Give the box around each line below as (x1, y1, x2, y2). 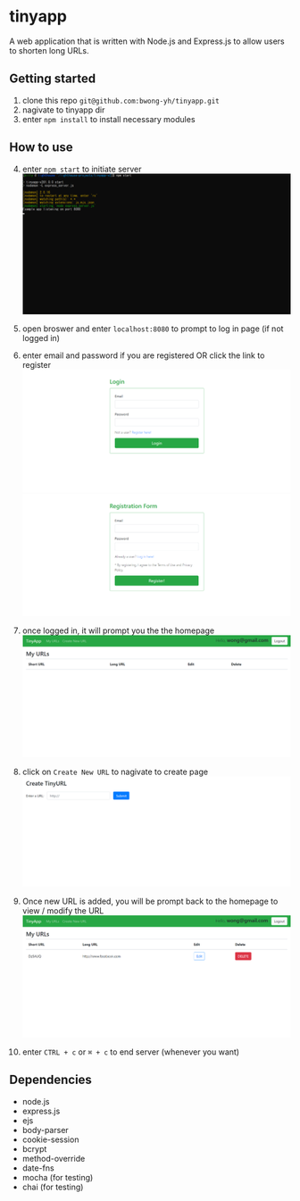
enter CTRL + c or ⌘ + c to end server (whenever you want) (21, 1047, 239, 1057)
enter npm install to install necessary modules (21, 113, 196, 124)
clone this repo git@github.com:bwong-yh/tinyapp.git (21, 95, 221, 105)
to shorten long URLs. (9, 45, 89, 55)
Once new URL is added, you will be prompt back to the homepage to (21, 896, 279, 906)
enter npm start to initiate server (21, 163, 142, 174)
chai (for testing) (21, 1181, 84, 1192)
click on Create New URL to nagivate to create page (21, 766, 208, 777)
